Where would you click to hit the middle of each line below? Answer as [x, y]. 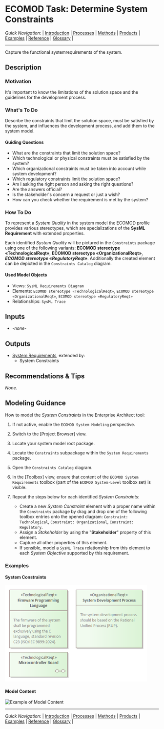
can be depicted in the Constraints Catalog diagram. [59, 264]
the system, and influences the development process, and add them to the [80, 126]
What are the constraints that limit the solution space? [66, 153]
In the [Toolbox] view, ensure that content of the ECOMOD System [75, 477]
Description [23, 68]
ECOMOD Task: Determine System [76, 9]
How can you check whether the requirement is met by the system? [80, 200]
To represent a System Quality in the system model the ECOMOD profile [77, 223]
